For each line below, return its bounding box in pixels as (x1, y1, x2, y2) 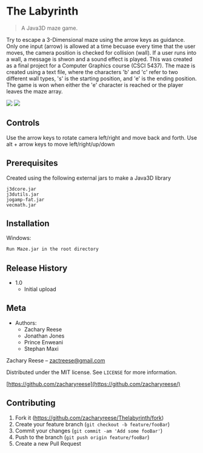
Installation (6, 218, 50, 228)
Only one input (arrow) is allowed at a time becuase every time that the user (6, 43, 196, 50)
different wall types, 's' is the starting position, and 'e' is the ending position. (6, 75, 197, 82)
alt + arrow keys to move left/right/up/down (6, 140, 115, 148)
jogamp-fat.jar (6, 196, 45, 203)
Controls (6, 118, 40, 128)
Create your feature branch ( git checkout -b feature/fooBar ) (15, 420, 170, 427)
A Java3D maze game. (21, 24, 78, 32)
